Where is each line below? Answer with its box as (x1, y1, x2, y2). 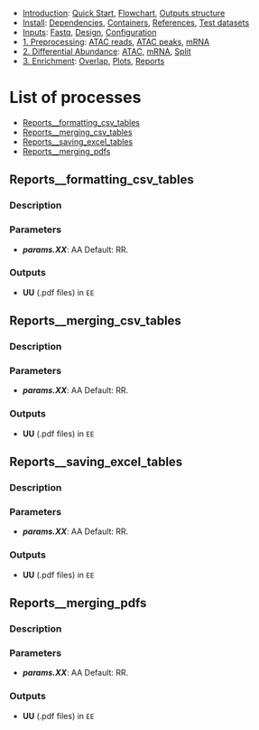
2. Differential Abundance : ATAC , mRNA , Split (22, 46, 191, 57)
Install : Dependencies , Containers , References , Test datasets (22, 17, 250, 28)
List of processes (9, 88, 142, 108)
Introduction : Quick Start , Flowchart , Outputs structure (22, 8, 226, 18)
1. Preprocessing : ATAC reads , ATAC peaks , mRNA (22, 36, 210, 47)
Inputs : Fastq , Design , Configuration (22, 27, 157, 37)
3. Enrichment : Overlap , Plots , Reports (22, 56, 165, 66)
